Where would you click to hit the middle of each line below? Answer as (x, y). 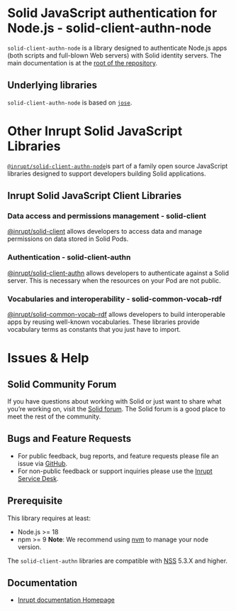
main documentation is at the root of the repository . (83, 63)
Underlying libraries (52, 86)
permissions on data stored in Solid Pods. (68, 239)
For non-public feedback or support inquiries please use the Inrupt (115, 471)
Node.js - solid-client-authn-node (109, 28)
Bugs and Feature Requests (69, 439)
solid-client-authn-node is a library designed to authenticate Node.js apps (117, 48)
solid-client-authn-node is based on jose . (70, 102)
